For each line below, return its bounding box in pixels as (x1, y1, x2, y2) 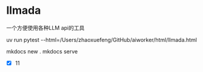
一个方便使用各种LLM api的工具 (6, 24, 85, 31)
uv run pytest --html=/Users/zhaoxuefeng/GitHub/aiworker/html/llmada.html (6, 36, 197, 43)
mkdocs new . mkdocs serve (6, 47, 78, 55)
